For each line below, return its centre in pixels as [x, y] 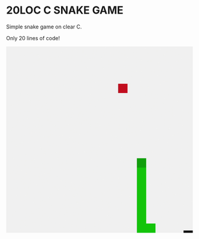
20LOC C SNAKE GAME [65, 10]
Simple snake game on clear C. [44, 27]
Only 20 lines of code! [33, 38]
